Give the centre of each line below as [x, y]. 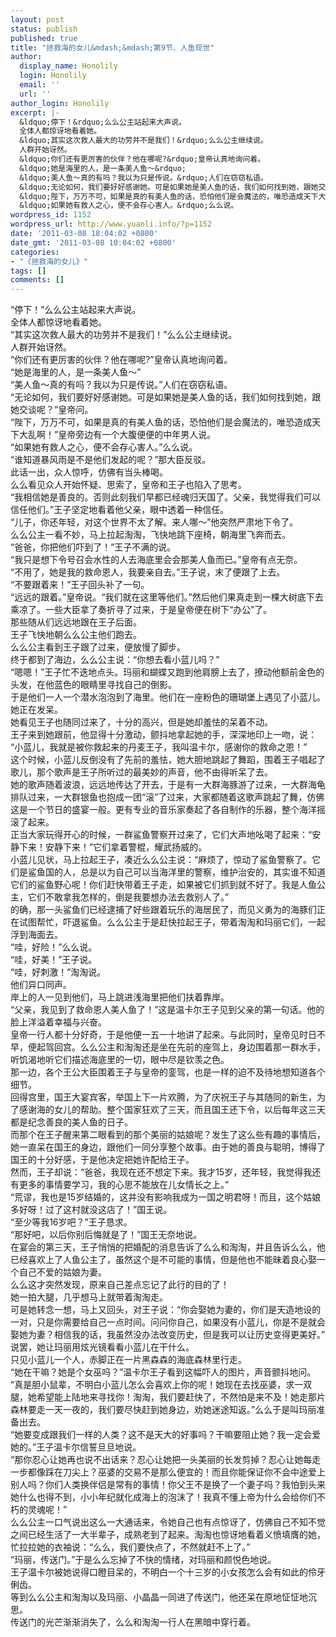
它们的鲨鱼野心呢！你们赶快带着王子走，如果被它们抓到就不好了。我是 [155, 885]
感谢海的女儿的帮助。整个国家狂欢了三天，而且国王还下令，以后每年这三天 [172, 1110]
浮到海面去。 [36, 935]
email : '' [39, 85]
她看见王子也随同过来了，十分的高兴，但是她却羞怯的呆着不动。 [141, 722]
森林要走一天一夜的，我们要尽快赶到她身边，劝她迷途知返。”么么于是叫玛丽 [163, 1410]
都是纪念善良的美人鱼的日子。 [71, 1122]
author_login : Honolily [60, 103]
